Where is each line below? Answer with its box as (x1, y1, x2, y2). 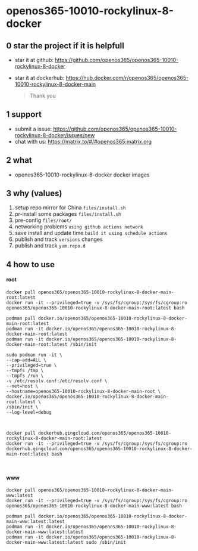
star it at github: (14, 57, 54, 63)
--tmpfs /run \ (6, 373, 44, 379)
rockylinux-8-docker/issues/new (14, 131, 95, 138)
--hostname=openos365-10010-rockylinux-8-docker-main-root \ (6, 389, 161, 395)
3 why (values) (6, 188, 62, 199)
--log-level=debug (6, 410, 52, 416)
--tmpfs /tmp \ (6, 368, 44, 374)
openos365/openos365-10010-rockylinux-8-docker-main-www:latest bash (6, 503, 183, 509)
